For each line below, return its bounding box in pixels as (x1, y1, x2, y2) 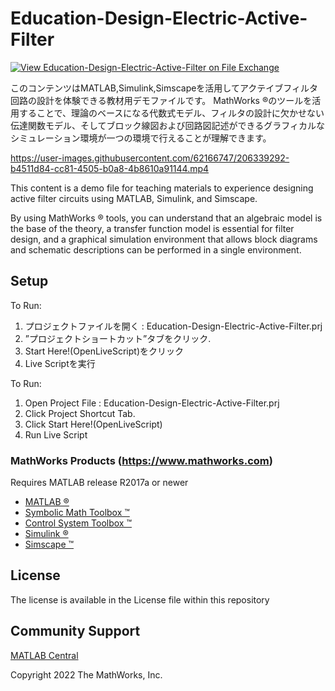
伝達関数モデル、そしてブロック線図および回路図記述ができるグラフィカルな (10, 119, 326, 131)
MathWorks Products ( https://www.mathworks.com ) (10, 453, 273, 467)
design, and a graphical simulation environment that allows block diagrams (10, 233, 318, 245)
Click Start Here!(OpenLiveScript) (24, 418, 163, 430)
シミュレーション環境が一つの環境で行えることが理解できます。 (10, 132, 272, 144)
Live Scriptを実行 (24, 357, 96, 369)
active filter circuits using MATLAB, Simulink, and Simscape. (10, 192, 258, 204)
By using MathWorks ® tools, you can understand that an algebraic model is (10, 212, 323, 224)
